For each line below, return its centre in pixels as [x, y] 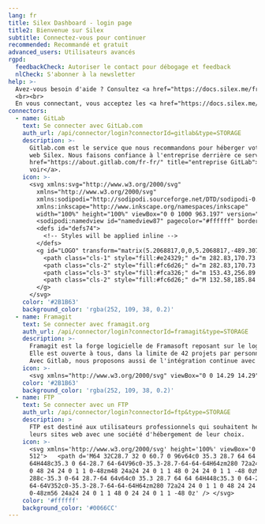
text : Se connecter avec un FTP [75, 405]
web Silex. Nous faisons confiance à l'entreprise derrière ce [135, 155]
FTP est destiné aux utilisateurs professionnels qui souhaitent [138, 427]
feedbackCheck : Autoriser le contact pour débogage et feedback [123, 67]
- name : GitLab [40, 119]
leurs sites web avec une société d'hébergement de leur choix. [137, 434]
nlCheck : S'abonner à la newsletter [75, 74]
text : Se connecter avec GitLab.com [83, 126]
